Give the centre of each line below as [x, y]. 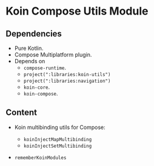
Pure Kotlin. [29, 48]
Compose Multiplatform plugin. [53, 55]
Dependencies [34, 34]
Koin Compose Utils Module [77, 11]
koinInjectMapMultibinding [58, 139]
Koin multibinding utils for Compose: [60, 127]
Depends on [30, 61]
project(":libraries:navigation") [67, 81]
